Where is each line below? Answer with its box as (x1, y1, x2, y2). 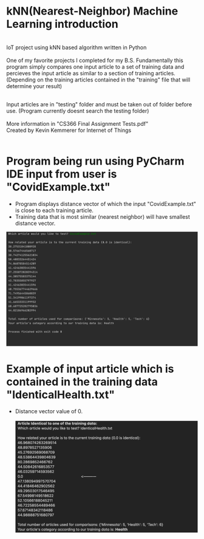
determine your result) (6, 82, 63, 89)
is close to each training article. (15, 207, 94, 214)
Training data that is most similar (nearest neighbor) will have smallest (15, 213, 190, 220)
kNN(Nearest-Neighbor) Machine (6, 4, 178, 18)
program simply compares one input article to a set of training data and (6, 63, 185, 70)
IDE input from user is (6, 167, 117, 181)
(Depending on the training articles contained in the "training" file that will (6, 76, 191, 83)
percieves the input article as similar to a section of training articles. (6, 69, 176, 77)
